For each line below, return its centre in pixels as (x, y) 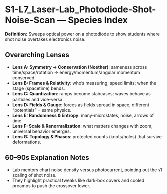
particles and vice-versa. (38, 99)
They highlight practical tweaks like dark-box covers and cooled (78, 180)
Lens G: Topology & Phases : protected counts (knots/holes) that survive (87, 136)
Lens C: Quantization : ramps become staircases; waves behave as (81, 93)
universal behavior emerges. (41, 131)
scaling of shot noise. (34, 175)
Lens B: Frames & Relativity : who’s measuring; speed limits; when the (84, 83)
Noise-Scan (30, 20)
